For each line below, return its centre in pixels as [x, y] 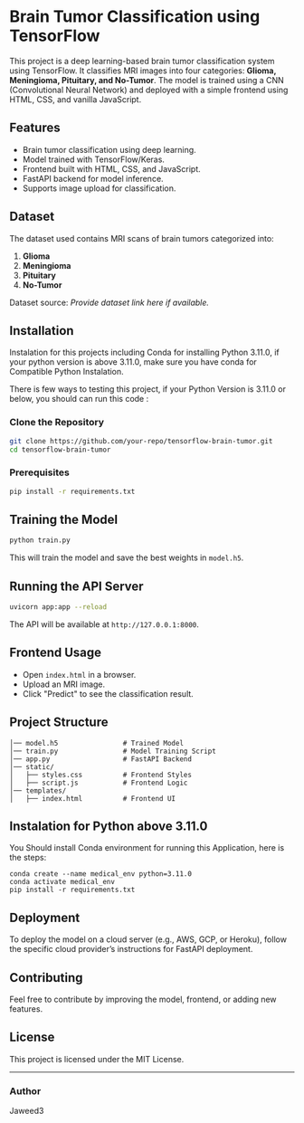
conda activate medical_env [62, 882]
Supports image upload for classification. [99, 188]
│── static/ [32, 766]
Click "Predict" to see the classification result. [108, 693]
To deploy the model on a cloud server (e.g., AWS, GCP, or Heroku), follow [148, 939]
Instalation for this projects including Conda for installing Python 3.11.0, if [145, 352]
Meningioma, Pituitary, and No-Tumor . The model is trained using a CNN [147, 80]
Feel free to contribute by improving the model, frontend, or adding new [143, 999]
